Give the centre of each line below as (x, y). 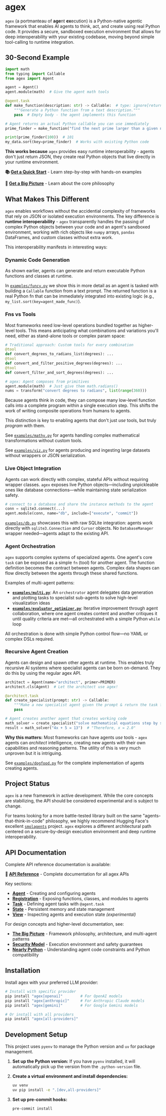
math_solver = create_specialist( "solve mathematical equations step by (82, 723)
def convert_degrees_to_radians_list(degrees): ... (59, 354)
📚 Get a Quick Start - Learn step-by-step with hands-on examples (73, 172)
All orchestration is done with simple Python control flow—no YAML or (77, 634)
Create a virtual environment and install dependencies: (70, 1076)
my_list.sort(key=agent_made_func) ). (43, 302)
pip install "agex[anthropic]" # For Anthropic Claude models (75, 1001)
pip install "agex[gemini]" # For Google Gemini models (72, 1005)
